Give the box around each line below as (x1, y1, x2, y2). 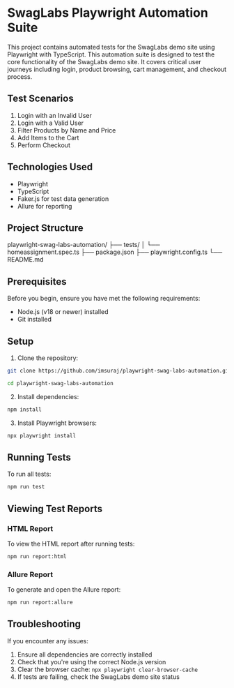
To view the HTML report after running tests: (7, 539, 135, 548)
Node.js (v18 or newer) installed (17, 308, 109, 316)
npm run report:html (7, 553, 68, 560)
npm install (7, 406, 42, 413)
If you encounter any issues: (7, 636, 89, 645)
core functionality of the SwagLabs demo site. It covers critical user (7, 57, 202, 66)
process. (7, 72, 33, 81)
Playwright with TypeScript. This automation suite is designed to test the (7, 50, 215, 59)
